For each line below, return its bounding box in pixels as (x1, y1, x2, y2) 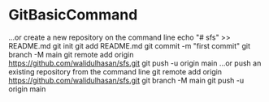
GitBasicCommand (8, 6, 138, 24)
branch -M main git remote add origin (8, 49, 134, 59)
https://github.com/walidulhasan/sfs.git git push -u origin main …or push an (8, 58, 262, 68)
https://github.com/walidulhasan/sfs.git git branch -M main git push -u (8, 75, 245, 85)
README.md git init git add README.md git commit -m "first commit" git (8, 40, 250, 50)
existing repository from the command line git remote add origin (8, 66, 222, 76)
